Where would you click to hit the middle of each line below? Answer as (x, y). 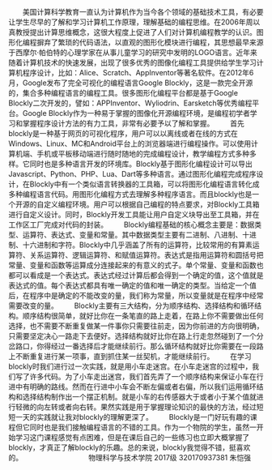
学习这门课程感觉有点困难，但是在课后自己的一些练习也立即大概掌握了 (132, 437)
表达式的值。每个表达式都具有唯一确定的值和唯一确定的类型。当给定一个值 (132, 285)
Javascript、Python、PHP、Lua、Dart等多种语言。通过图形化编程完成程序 (132, 174)
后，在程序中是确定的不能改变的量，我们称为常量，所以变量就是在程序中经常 (136, 295)
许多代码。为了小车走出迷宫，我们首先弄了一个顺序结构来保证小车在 (143, 376)
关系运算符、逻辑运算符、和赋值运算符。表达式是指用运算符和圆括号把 (147, 255)
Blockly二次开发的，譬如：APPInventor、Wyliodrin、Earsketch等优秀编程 (130, 103)
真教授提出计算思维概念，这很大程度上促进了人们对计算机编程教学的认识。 (132, 32)
